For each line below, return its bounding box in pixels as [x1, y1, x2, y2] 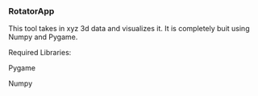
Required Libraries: [8, 48, 72, 58]
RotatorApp [8, 6, 55, 17]
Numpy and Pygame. [8, 32, 78, 42]
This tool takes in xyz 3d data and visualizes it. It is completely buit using [8, 24, 250, 34]
